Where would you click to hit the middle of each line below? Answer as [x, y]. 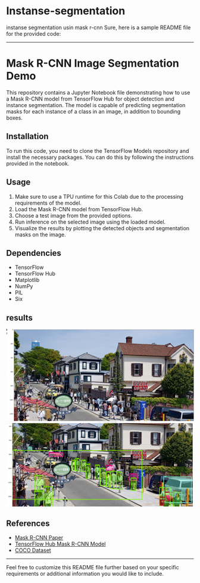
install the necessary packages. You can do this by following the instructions [100, 157]
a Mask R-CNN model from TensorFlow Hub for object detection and [90, 99]
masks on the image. [40, 234]
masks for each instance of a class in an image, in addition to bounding [93, 111]
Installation [27, 137]
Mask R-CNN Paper [39, 538]
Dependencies [34, 253]
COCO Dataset [33, 550]
